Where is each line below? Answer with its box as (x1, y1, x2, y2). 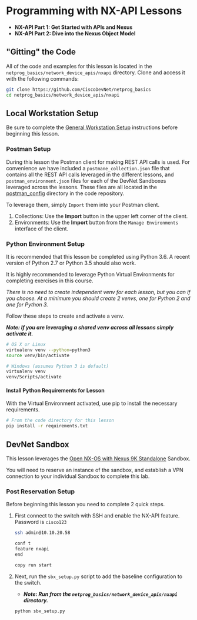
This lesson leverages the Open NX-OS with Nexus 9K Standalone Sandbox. (6, 455, 191, 462)
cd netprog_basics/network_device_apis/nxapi (6, 92, 119, 98)
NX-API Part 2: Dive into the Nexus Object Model (14, 29, 136, 37)
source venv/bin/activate (6, 352, 69, 358)
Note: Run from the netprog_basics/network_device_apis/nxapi (23, 591, 178, 598)
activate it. (6, 330, 34, 337)
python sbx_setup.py (14, 608, 65, 614)
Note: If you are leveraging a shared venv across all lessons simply (6, 324, 174, 331)
